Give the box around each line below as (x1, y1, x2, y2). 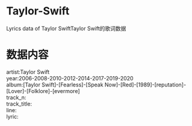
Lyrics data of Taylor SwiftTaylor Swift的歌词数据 (6, 25, 126, 32)
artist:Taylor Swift (6, 68, 50, 76)
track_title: (6, 100, 32, 107)
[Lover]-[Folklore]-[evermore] (6, 87, 80, 94)
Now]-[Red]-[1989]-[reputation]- (104, 81, 187, 88)
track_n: (6, 94, 26, 101)
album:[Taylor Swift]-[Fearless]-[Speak (6, 81, 104, 88)
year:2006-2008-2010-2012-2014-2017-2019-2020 (6, 74, 134, 82)
